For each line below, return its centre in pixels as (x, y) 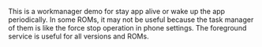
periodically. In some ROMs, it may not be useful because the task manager (131, 20)
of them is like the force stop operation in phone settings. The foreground (127, 28)
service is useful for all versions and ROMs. (79, 36)
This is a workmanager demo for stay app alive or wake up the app (117, 11)
